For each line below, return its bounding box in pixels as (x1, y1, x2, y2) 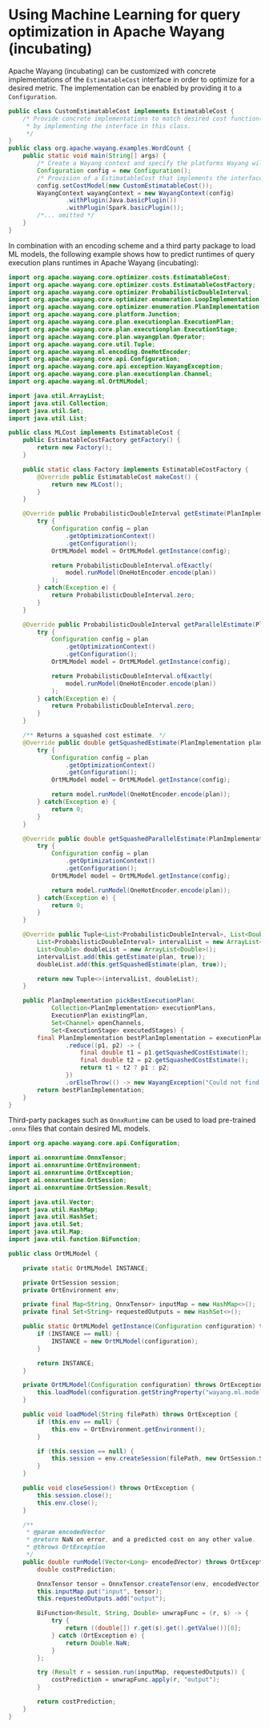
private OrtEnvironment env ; (22, 1286, 120, 1294)
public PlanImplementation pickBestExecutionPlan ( (22, 997, 195, 1005)
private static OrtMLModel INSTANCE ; (22, 1264, 149, 1272)
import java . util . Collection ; (8, 399, 110, 408)
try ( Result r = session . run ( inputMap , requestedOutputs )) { (37, 1668, 246, 1677)
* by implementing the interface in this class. (26, 122, 192, 130)
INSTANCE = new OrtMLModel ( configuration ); (50, 1337, 199, 1345)
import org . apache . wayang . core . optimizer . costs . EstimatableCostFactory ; (8, 280, 256, 289)
